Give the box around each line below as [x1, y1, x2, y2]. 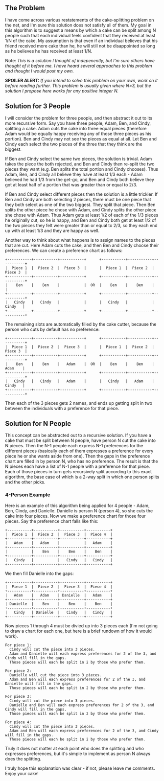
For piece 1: [5, 643, 32, 647]
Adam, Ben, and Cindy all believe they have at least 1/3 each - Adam [5, 171, 143, 177]
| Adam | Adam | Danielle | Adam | [5, 593, 113, 597]
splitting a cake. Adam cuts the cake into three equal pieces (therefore [5, 125, 147, 131]
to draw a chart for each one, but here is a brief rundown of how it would [5, 628, 152, 634]
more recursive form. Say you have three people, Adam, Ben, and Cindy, [5, 120, 151, 126]
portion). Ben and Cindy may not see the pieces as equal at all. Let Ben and [5, 136, 157, 141]
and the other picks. [5, 479, 46, 485]
